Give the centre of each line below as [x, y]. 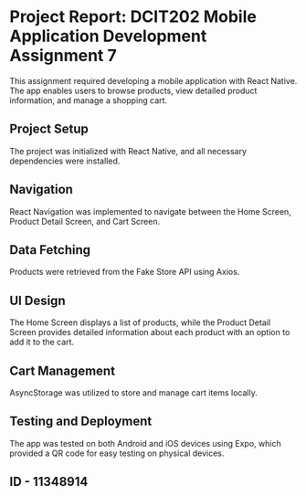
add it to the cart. [42, 342]
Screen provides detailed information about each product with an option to [150, 332]
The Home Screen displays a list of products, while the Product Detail [140, 322]
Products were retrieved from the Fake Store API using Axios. [125, 272]
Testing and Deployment [81, 422]
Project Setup [49, 129]
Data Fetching [50, 250]
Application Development [108, 36]
